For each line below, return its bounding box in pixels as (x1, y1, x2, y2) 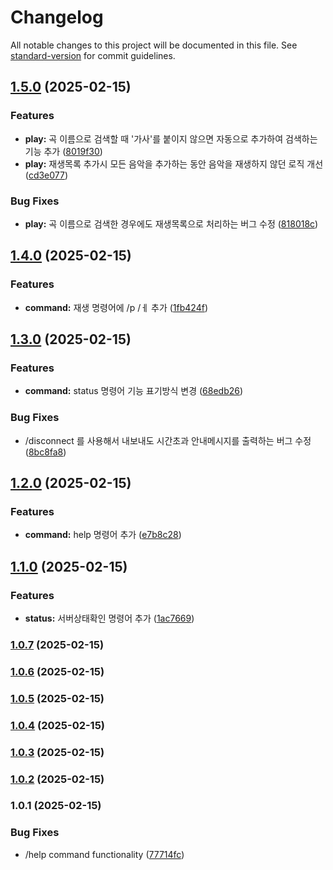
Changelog (10, 6, 104, 29)
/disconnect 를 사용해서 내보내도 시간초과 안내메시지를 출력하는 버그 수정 (24, 434, 312, 446)
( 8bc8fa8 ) (24, 446, 67, 458)
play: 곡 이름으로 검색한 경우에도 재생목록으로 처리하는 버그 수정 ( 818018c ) (24, 217, 319, 230)
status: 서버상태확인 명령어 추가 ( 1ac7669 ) (24, 612, 195, 624)
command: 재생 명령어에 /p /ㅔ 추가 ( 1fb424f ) (24, 301, 209, 313)
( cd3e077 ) (24, 169, 69, 181)
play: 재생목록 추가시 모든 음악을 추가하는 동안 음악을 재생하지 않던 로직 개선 (24, 157, 324, 170)
